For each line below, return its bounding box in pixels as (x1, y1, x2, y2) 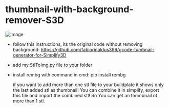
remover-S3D (5, 14, 64, 26)
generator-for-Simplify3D (12, 52, 67, 58)
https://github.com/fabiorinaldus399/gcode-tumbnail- (40, 46, 155, 52)
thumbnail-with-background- (5, 4, 134, 15)
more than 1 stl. (12, 98, 45, 104)
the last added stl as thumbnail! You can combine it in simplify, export (12, 87, 159, 93)
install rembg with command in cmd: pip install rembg (12, 71, 126, 77)
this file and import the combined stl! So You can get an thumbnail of (12, 92, 158, 98)
